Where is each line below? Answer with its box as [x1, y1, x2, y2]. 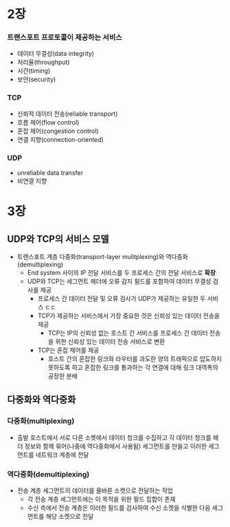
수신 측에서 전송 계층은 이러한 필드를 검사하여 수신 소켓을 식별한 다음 [27, 504, 211, 512]
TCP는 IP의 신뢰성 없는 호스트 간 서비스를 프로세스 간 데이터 [47, 329, 208, 338]
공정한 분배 [47, 372, 78, 380]
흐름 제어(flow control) [16, 118, 80, 126]
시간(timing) [16, 67, 51, 75]
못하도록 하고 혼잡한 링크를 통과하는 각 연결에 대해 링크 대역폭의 [47, 363, 218, 372]
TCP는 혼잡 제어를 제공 [37, 346, 100, 355]
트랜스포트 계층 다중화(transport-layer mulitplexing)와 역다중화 [16, 253, 189, 261]
